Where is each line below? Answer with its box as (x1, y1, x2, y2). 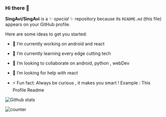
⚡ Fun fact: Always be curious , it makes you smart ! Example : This (12, 80, 151, 86)
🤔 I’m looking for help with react (12, 70, 78, 76)
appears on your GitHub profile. (5, 21, 70, 27)
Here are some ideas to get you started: (5, 31, 87, 37)
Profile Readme (12, 87, 44, 93)
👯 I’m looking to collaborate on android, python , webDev (12, 60, 130, 66)
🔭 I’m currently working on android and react (12, 41, 105, 47)
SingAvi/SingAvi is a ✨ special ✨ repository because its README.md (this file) (5, 16, 161, 22)
